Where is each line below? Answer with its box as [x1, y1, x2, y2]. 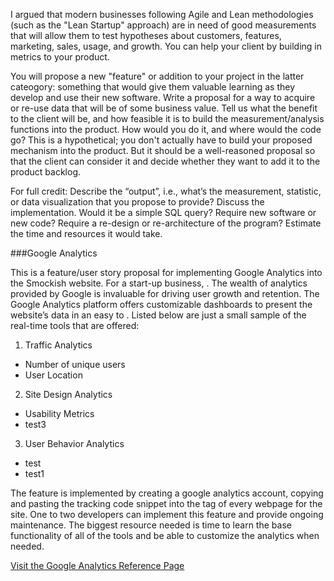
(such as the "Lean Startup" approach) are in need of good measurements [10, 19, 317, 31]
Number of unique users [24, 359, 126, 370]
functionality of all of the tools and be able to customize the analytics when [10, 530, 320, 541]
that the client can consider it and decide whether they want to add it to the [10, 155, 321, 167]
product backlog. [10, 166, 82, 178]
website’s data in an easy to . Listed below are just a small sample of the [10, 309, 307, 321]
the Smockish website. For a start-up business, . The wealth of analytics [10, 277, 308, 289]
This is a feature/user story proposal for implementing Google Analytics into [10, 267, 323, 278]
